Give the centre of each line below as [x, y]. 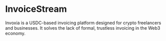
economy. [15, 33]
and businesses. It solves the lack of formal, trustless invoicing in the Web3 [83, 28]
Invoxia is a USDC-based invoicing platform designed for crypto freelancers [83, 23]
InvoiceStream [36, 9]
